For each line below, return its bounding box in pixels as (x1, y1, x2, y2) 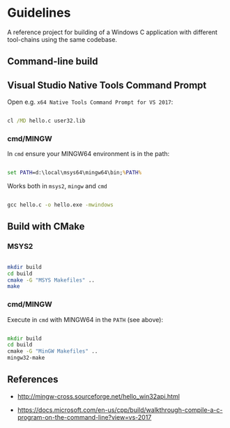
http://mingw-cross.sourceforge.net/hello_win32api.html (17, 392, 180, 400)
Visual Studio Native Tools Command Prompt (7, 79, 207, 91)
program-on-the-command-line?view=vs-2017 (17, 413, 152, 421)
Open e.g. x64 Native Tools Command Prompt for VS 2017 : (7, 98, 174, 106)
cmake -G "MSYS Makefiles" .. (7, 277, 95, 284)
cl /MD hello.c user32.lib (7, 117, 86, 125)
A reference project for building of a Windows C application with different (7, 28, 218, 36)
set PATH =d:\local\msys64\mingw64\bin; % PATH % (7, 169, 141, 176)
